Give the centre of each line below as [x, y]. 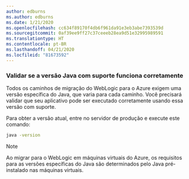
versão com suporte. [31, 106]
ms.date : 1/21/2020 [30, 22]
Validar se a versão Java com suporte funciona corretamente [94, 75]
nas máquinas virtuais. [56, 170]
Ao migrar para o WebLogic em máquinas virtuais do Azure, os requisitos [94, 157]
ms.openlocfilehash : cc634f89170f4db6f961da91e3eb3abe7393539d [85, 28]
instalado [17, 170]
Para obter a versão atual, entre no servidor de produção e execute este [93, 118]
